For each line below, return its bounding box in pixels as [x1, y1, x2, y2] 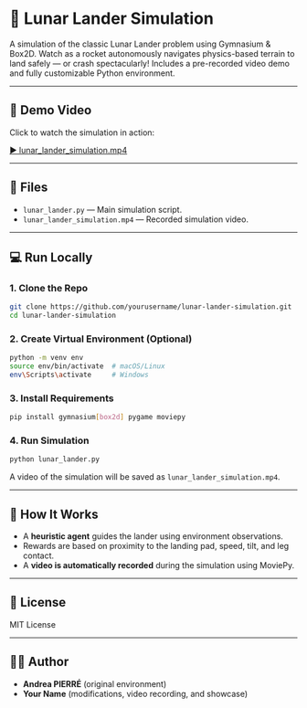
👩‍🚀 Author [9, 654, 69, 670]
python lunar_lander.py [9, 455, 101, 464]
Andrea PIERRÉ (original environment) [22, 678, 167, 689]
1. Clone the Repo [9, 281, 89, 294]
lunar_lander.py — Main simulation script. [22, 204, 183, 215]
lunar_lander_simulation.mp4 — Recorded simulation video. [22, 214, 249, 225]
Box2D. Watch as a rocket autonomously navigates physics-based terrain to [9, 48, 295, 58]
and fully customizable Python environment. [9, 68, 175, 79]
